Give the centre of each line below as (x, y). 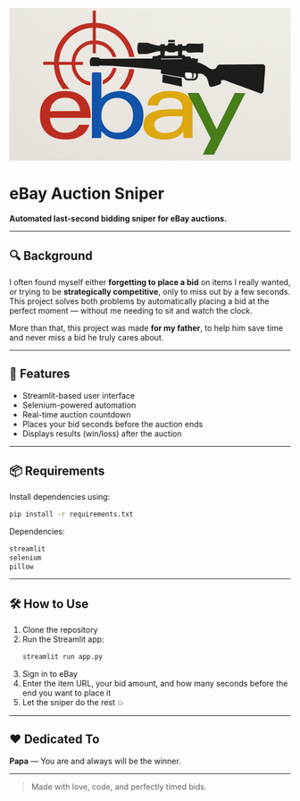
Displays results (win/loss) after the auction (102, 434)
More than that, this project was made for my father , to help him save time (146, 328)
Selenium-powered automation (79, 405)
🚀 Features (40, 374)
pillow (21, 567)
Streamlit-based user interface (79, 395)
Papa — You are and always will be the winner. (95, 761)
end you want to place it (67, 693)
